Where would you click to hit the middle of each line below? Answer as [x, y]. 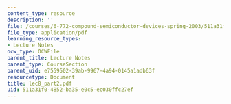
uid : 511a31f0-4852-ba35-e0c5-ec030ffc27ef [70, 90]
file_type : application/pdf [47, 32]
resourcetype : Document [41, 77]
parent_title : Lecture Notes [49, 58]
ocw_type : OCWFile [33, 52]
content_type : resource [41, 13]
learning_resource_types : [44, 39]
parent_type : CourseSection [47, 64]
